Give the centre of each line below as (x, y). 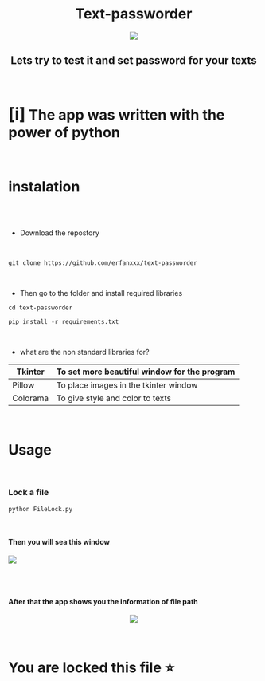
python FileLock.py (41, 509)
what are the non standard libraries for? (84, 352)
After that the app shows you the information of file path (103, 601)
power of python (64, 132)
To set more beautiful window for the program (146, 372)
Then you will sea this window (59, 542)
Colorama (31, 398)
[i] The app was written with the (117, 114)
